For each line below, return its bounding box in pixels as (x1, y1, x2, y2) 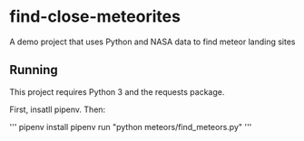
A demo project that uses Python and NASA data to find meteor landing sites (9, 36, 296, 47)
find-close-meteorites (9, 6, 181, 27)
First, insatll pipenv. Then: (9, 104, 106, 115)
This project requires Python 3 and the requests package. (9, 86, 225, 97)
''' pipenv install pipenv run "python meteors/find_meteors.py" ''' (9, 121, 252, 132)
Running (9, 62, 59, 78)
